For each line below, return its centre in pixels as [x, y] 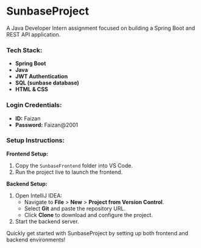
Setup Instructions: [36, 140]
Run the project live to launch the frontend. [69, 172]
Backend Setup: [27, 184]
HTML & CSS [32, 89]
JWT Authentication [41, 77]
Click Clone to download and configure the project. [89, 215]
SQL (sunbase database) [47, 83]
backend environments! [36, 239]
